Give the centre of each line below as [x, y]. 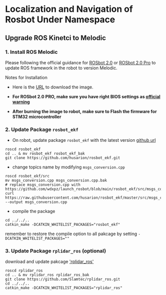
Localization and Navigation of [69, 9]
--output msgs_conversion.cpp [36, 202]
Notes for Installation [26, 77]
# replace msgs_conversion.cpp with [43, 185]
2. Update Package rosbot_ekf [42, 129]
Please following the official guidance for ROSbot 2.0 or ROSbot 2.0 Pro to [81, 62]
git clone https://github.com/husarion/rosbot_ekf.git [63, 158]
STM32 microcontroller [37, 117]
